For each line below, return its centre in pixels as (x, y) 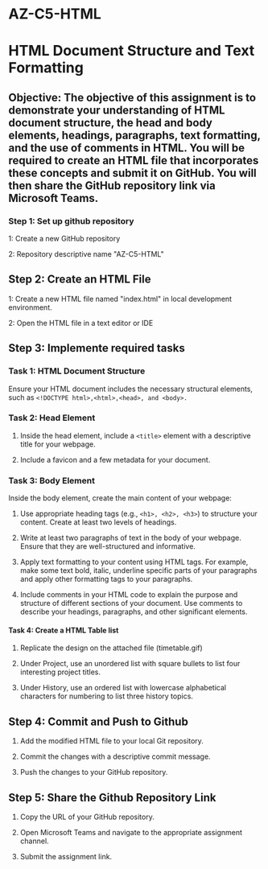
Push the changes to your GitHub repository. (94, 772)
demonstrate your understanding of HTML (117, 110)
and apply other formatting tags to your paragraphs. (106, 579)
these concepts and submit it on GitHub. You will (133, 173)
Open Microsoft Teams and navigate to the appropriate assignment (131, 832)
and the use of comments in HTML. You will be (127, 148)
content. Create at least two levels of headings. (98, 522)
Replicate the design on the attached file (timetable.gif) (111, 648)
